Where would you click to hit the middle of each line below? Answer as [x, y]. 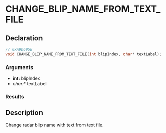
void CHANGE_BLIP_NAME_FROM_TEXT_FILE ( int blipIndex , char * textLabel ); [84, 54]
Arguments [19, 67]
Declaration [24, 38]
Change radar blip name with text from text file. [54, 125]
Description [24, 113]
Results [15, 96]
